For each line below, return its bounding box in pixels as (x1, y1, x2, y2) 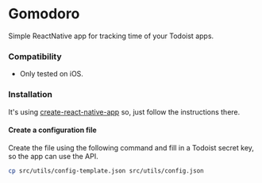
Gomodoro (8, 5, 80, 23)
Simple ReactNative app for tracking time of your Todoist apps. (8, 31, 214, 41)
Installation (8, 89, 53, 100)
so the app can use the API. (8, 151, 98, 161)
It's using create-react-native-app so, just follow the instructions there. (8, 107, 241, 116)
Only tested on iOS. (19, 69, 83, 79)
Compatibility (8, 51, 62, 62)
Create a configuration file (8, 125, 97, 135)
